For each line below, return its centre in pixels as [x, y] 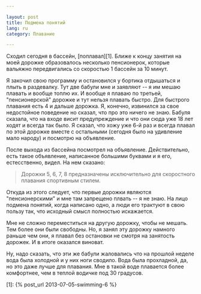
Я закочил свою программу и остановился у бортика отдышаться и [93, 81]
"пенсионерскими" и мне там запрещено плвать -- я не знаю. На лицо [97, 198]
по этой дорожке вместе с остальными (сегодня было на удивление [94, 132]
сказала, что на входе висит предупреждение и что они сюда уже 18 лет [100, 119]
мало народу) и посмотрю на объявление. [61, 138]
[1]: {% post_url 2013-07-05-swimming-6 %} [61, 285]
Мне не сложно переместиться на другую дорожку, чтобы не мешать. [97, 223]
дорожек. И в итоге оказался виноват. [55, 242]
